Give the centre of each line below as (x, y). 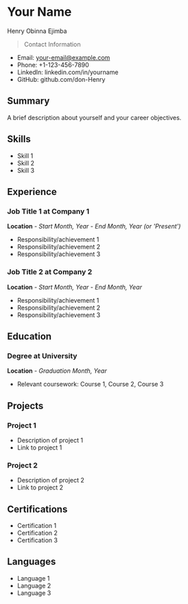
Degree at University (42, 356)
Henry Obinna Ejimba (37, 31)
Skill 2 (26, 163)
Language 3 (34, 593)
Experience (32, 192)
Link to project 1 (39, 448)
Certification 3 (37, 540)
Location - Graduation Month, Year (57, 371)
